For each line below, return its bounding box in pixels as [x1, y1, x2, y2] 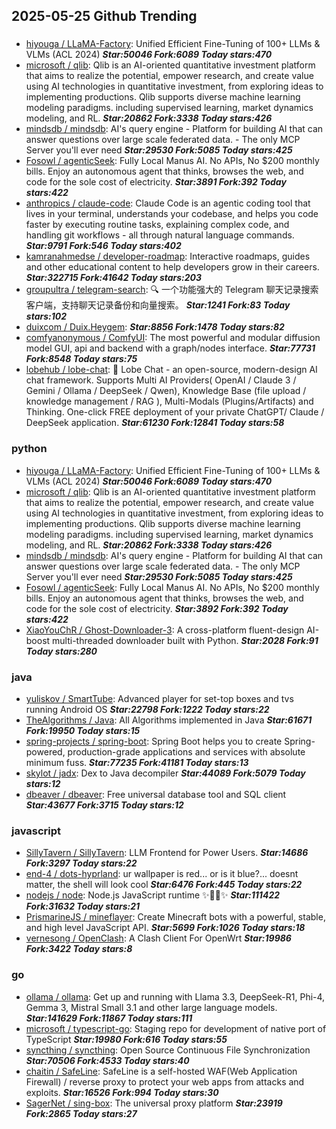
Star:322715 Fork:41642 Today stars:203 [25, 272, 203, 284]
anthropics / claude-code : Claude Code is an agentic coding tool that [25, 197, 311, 209]
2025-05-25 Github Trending [11, 8, 198, 25]
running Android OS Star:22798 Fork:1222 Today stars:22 [25, 703, 270, 715]
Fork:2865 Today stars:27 [25, 1107, 138, 1119]
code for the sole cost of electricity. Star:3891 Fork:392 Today [25, 176, 287, 188]
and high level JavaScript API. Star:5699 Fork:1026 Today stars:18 [25, 922, 306, 934]
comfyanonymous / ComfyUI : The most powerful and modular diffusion [25, 332, 321, 344]
